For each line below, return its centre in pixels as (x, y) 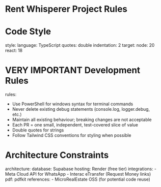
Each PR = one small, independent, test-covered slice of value (75, 125)
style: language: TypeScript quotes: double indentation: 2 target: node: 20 (80, 45)
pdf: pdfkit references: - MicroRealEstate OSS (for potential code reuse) (78, 179)
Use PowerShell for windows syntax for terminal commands (73, 104)
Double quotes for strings (38, 130)
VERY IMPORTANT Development (73, 70)
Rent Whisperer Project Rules (66, 9)
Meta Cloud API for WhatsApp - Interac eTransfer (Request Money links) (78, 174)
